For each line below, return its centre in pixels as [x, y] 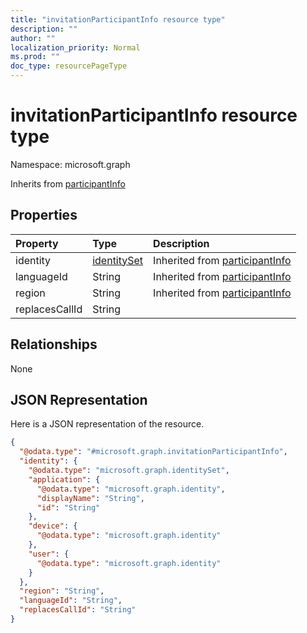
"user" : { [49, 554]
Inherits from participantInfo [68, 183]
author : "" [33, 38]
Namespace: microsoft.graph [70, 164]
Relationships [54, 344]
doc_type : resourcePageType [69, 66]
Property [37, 243]
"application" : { [64, 479]
